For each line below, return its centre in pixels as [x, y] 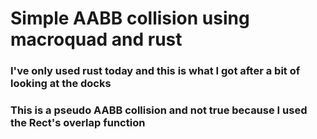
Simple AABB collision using [130, 18]
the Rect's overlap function [78, 123]
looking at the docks [61, 84]
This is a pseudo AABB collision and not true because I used [159, 110]
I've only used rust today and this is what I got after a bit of [155, 71]
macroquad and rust [96, 39]
